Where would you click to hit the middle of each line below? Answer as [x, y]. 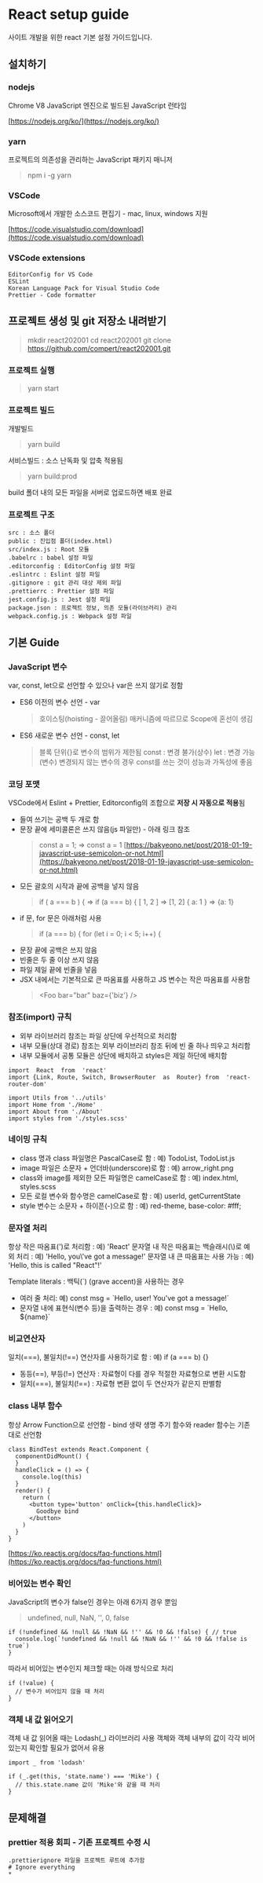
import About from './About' [56, 1112]
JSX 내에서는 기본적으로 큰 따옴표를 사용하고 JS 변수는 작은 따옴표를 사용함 [135, 980]
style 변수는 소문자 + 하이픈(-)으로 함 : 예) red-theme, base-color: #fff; [130, 1205]
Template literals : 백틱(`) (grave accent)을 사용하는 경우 [96, 1281]
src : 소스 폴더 [31, 533]
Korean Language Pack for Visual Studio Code [84, 288]
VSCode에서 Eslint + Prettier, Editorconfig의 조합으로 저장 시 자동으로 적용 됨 [127, 803]
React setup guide [69, 15]
